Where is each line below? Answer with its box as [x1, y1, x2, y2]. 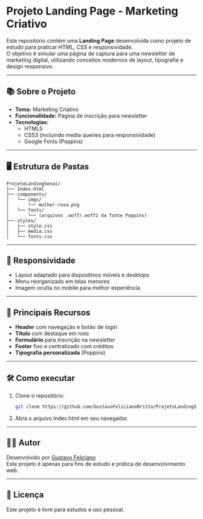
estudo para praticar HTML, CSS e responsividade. [6, 43, 134, 51]
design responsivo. [6, 62, 54, 70]
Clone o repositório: [14, 392, 65, 399]
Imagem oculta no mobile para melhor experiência [14, 284, 141, 291]
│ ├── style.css [6, 223, 53, 229]
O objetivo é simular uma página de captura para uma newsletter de [6, 49, 175, 57]
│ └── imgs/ [6, 196, 42, 203]
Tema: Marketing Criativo [14, 106, 79, 113]
